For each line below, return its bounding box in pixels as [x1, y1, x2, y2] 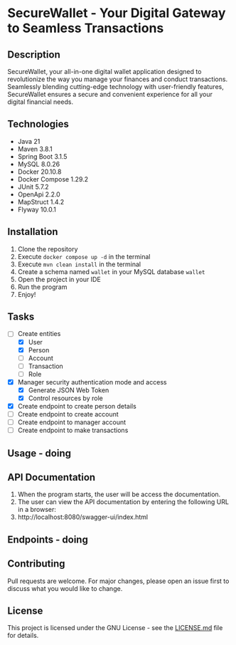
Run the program [17, 283, 68, 291]
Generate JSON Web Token [28, 386, 109, 394]
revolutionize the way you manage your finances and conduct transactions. [7, 75, 228, 83]
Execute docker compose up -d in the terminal [17, 252, 151, 261]
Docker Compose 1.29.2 [17, 174, 89, 183]
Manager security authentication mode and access [17, 377, 167, 386]
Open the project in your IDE [17, 275, 101, 283]
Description [7, 48, 60, 61]
